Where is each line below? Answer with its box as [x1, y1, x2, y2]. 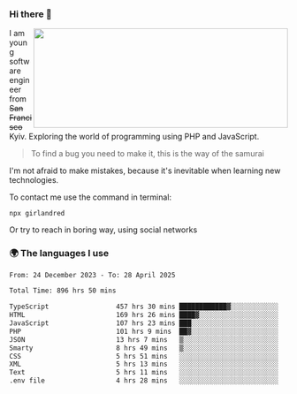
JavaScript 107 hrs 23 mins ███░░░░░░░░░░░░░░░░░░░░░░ [9, 319, 278, 328]
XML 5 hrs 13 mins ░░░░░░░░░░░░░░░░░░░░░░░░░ [9, 360, 278, 369]
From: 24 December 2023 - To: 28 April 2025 [9, 270, 176, 279]
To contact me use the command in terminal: [9, 192, 172, 202]
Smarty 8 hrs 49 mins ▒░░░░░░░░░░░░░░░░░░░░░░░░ [9, 344, 278, 352]
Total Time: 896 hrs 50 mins [9, 286, 117, 295]
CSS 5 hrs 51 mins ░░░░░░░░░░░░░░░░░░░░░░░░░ [9, 352, 278, 360]
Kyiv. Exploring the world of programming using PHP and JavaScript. [9, 132, 260, 142]
